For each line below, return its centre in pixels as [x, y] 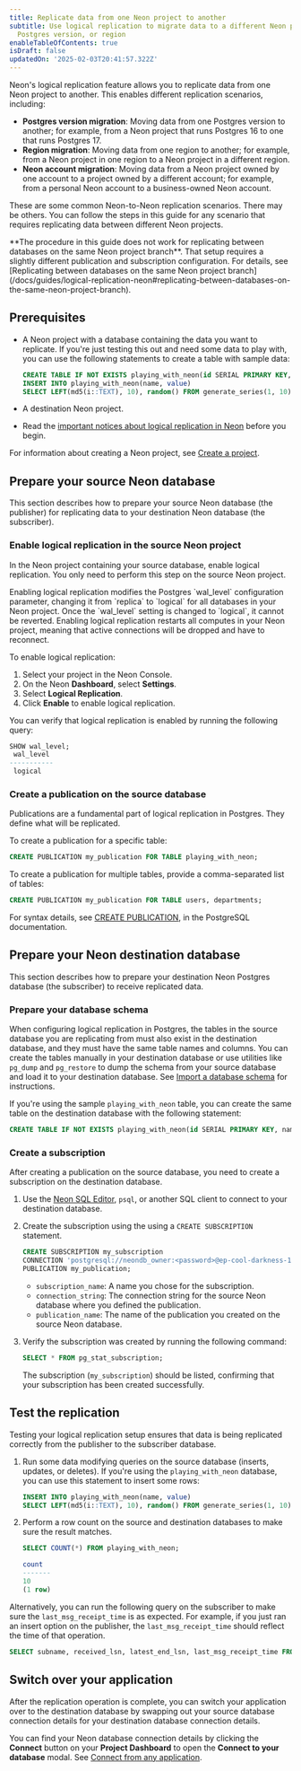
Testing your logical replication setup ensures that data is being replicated [146, 1434]
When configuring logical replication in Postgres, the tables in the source [143, 1030]
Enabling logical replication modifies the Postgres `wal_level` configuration [146, 592]
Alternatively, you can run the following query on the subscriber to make [142, 1607]
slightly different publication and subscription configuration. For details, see [149, 261]
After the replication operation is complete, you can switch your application [148, 1701]
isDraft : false [38, 51]
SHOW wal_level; [39, 746]
